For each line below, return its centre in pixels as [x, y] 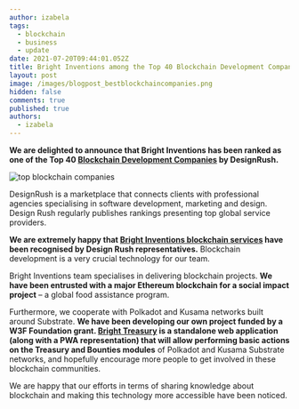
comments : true [37, 100]
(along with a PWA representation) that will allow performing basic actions [149, 340]
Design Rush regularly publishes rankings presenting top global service [140, 213]
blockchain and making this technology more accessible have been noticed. [148, 395]
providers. [28, 222]
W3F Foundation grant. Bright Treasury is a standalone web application [144, 331]
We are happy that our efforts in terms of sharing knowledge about [132, 386]
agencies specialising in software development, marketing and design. [138, 204]
